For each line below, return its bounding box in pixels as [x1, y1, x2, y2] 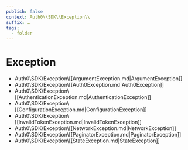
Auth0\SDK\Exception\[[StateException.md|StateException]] [14, 137, 160, 144]
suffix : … [6, 19, 30, 25]
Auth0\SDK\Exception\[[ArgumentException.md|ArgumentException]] [14, 75, 183, 82]
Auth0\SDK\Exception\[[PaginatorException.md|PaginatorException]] [14, 131, 182, 138]
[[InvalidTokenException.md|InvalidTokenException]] [14, 118, 142, 126]
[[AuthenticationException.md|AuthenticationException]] [14, 94, 151, 101]
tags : [6, 25, 19, 31]
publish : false [6, 8, 43, 15]
